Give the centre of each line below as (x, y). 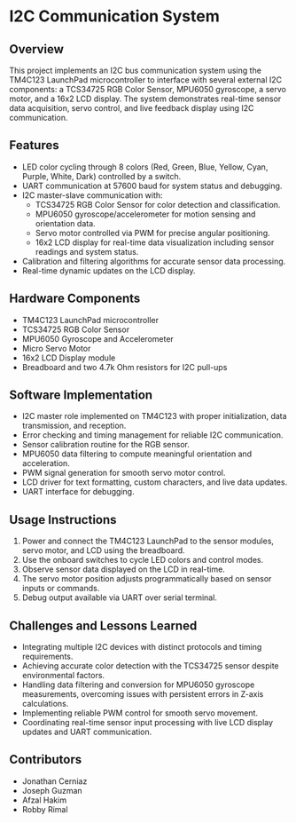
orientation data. (65, 223)
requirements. (47, 657)
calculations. (45, 704)
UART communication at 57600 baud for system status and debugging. (152, 186)
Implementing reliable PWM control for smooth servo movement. (140, 713)
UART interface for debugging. (78, 492)
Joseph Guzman (52, 790)
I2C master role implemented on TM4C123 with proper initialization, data (154, 416)
